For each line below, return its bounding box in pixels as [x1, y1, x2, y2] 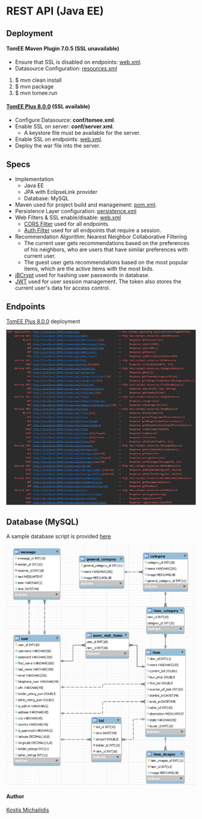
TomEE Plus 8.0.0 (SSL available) [6, 103, 90, 110]
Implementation [14, 175, 54, 182]
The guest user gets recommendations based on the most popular [23, 258, 188, 266]
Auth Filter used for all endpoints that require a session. [23, 226, 162, 234]
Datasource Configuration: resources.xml [14, 64, 117, 72]
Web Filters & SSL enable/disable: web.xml [14, 214, 121, 221]
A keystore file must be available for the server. [23, 129, 141, 136]
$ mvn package [14, 83, 54, 90]
